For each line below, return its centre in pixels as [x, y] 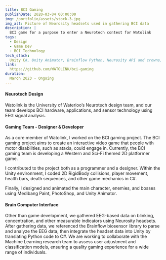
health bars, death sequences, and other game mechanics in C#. [71, 179]
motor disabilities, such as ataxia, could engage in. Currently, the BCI [75, 148]
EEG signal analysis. [25, 115]
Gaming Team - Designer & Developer [44, 127]
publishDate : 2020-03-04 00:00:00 [41, 14]
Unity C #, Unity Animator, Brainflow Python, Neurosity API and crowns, [86, 60]
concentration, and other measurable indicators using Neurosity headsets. [81, 221]
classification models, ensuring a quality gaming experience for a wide [77, 247]
